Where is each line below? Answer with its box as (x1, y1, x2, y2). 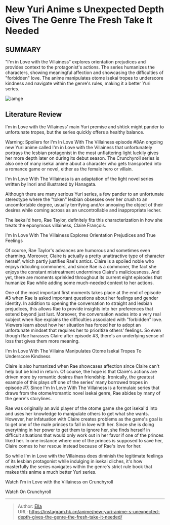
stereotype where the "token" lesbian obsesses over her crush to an (5, 196, 148, 202)
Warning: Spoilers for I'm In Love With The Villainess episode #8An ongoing (5, 138, 163, 145)
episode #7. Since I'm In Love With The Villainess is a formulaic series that (5, 384, 160, 391)
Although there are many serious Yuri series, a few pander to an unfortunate (5, 191, 164, 197)
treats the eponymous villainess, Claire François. (5, 222, 106, 228)
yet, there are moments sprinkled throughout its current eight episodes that (5, 274, 162, 280)
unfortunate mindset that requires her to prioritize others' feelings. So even (5, 327, 161, 333)
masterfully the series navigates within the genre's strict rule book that (5, 463, 153, 470)
